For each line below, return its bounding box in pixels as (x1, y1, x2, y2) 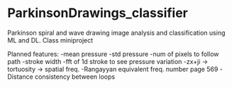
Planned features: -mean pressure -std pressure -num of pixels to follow (7, 50, 219, 58)
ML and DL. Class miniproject (7, 35, 94, 44)
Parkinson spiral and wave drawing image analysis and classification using (7, 28, 226, 37)
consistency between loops (34, 72, 116, 81)
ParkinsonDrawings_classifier (7, 5, 188, 21)
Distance (7, 72, 33, 81)
